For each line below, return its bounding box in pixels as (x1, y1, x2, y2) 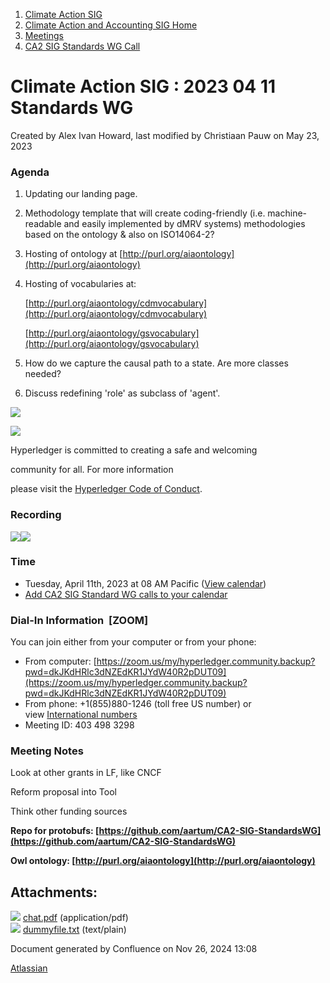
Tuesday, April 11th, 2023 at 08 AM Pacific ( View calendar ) (24, 577, 267, 589)
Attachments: (10, 884, 98, 901)
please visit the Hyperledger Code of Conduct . (10, 483, 203, 495)
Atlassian (10, 962, 48, 974)
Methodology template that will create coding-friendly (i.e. (24, 207, 266, 219)
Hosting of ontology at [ (24, 248, 123, 260)
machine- (267, 207, 308, 219)
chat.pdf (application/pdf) (22, 912, 129, 924)
